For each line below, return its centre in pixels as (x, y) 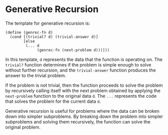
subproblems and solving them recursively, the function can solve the (78, 121)
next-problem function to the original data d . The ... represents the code (81, 96)
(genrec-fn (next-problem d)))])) (73, 50)
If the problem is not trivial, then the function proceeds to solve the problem (84, 85)
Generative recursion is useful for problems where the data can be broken (82, 111)
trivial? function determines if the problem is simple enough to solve (78, 64)
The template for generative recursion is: (48, 23)
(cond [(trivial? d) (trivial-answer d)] (54, 37)
